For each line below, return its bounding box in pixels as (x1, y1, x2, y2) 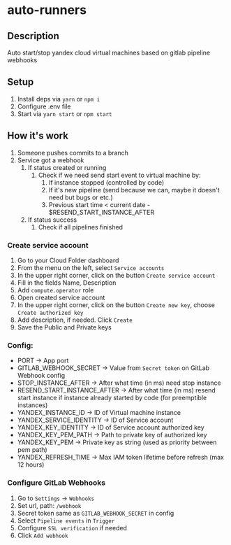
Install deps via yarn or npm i (17, 94, 100, 103)
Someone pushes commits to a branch (17, 148, 129, 157)
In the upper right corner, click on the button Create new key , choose (17, 300, 215, 309)
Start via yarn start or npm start (17, 109, 112, 118)
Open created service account (17, 293, 105, 302)
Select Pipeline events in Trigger (17, 516, 115, 525)
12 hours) (17, 460, 45, 469)
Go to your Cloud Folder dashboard (17, 256, 119, 264)
